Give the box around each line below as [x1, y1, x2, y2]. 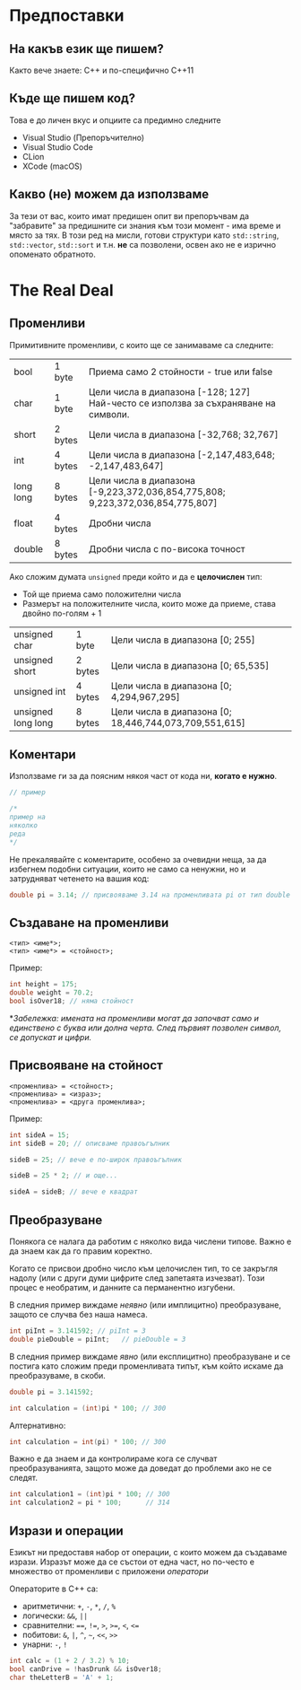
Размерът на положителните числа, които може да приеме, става [21, 598, 276, 609]
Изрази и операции [9, 1523, 124, 1538]
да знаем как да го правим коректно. [9, 1246, 152, 1257]
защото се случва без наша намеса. [9, 1309, 148, 1319]
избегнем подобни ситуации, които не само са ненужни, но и [9, 863, 246, 874]
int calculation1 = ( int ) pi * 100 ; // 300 [9, 1490, 170, 1499]
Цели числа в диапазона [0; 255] [110, 634, 255, 646]
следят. [9, 1473, 39, 1484]
